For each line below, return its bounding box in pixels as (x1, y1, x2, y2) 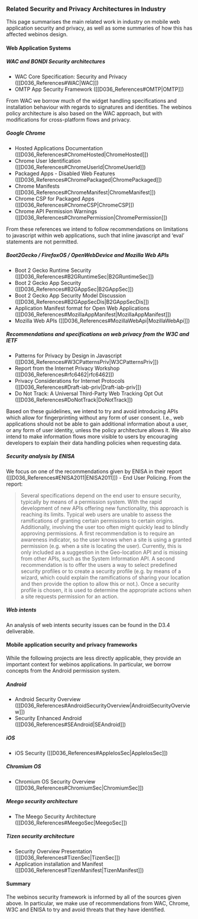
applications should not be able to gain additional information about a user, (6, 420, 188, 427)
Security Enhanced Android (14, 714, 82, 721)
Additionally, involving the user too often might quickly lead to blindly (20, 523, 189, 530)
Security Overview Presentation (14, 848, 93, 855)
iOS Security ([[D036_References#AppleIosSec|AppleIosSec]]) (14, 749, 168, 756)
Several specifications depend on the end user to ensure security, (20, 492, 181, 499)
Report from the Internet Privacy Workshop (14, 365, 120, 372)
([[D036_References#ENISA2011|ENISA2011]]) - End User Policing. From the (6, 474, 191, 481)
